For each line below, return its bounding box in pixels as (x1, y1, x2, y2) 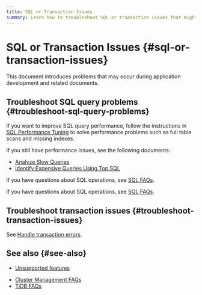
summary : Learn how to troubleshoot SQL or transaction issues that (6, 14, 182, 20)
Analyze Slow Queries (14, 158, 70, 166)
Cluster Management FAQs (14, 276, 82, 283)
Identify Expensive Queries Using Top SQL (14, 165, 120, 172)
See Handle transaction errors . (6, 231, 82, 238)
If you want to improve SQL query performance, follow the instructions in (6, 122, 187, 129)
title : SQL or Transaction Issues (6, 8, 93, 15)
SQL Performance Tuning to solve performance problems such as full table (6, 129, 192, 136)
